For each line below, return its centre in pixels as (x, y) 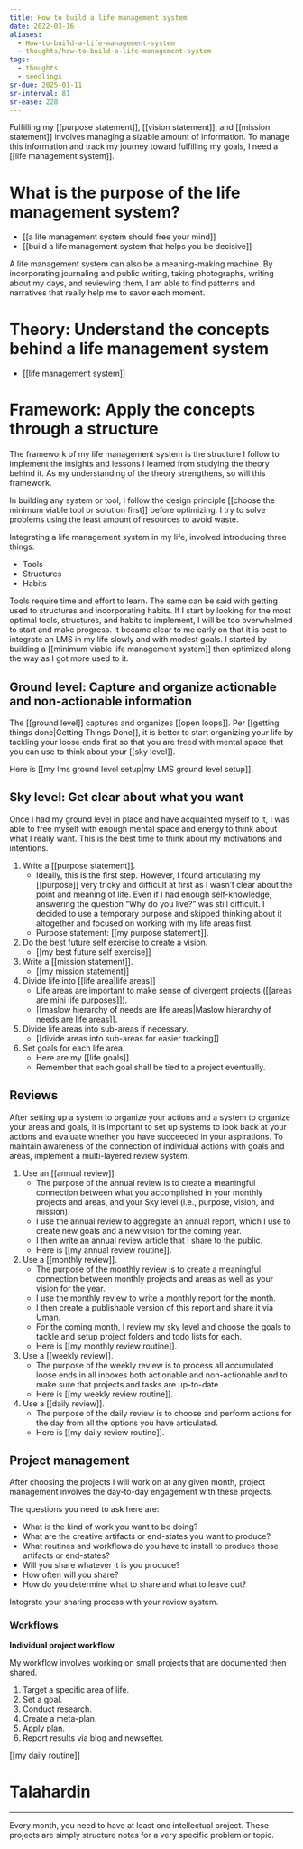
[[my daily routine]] (45, 1755)
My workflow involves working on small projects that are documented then (148, 1662)
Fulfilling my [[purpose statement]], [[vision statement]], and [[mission (140, 127)
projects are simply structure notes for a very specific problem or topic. (142, 1835)
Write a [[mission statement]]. (78, 961)
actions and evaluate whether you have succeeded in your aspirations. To (147, 1136)
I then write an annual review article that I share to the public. (149, 1240)
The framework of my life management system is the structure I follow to (144, 454)
